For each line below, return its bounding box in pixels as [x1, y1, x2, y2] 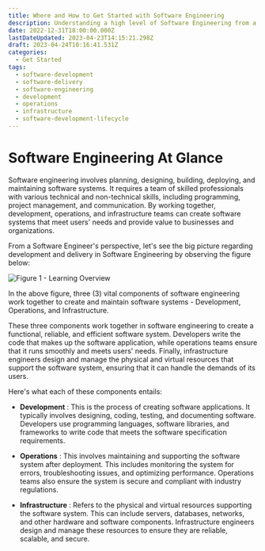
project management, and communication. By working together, [8, 200, 216, 210]
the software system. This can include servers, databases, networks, [19, 508, 245, 518]
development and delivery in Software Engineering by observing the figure [8, 249, 252, 258]
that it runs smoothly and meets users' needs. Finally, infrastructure [8, 346, 229, 355]
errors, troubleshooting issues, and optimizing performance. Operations [19, 468, 255, 477]
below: [8, 258, 30, 267]
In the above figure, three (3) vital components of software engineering [8, 289, 240, 298]
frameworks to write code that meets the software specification [19, 427, 228, 437]
